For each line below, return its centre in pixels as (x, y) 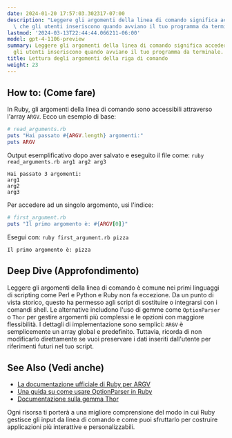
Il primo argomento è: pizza (49, 250)
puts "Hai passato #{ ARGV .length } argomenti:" (75, 136)
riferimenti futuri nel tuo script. (51, 346)
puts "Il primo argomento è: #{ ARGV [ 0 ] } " (68, 224)
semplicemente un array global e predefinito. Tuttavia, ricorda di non (105, 331)
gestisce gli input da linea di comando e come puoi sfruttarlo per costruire (113, 420)
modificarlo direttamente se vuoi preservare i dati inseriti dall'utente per (109, 339)
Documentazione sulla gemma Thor (68, 399)
